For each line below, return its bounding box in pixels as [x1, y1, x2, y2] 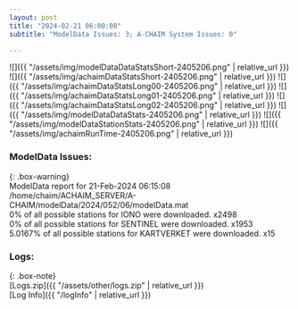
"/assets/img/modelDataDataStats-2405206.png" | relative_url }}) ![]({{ [21, 109, 282, 121]
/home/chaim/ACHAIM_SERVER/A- [9, 189, 137, 201]
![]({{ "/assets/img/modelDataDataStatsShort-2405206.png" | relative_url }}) [9, 62, 290, 72]
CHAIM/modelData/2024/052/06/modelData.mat [9, 199, 189, 210]
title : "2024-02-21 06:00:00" [9, 21, 122, 30]
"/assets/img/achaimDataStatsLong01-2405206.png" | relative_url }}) [21, 90, 275, 101]
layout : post [9, 13, 58, 22]
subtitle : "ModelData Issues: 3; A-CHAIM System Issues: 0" [9, 29, 238, 38]
